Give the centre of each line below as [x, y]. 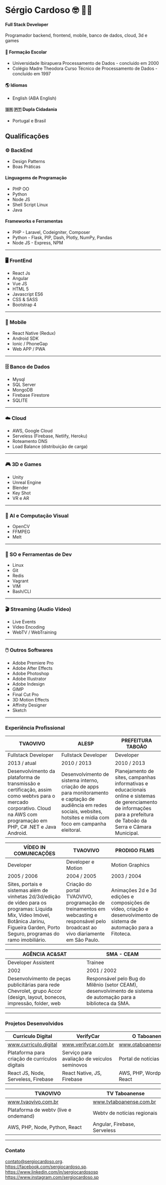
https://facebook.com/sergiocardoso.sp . [46, 1167]
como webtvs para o [31, 796]
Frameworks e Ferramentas [34, 221]
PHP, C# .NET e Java [32, 827]
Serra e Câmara [133, 827]
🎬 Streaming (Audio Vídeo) [38, 609]
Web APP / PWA [29, 349]
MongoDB [22, 390]
